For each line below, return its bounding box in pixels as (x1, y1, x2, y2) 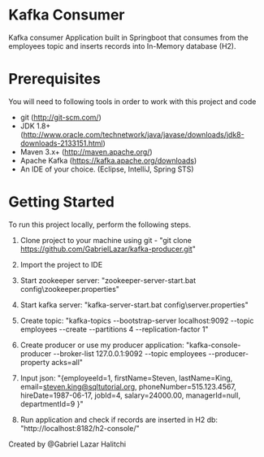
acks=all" (51, 357, 84, 367)
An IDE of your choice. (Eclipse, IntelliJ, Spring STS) (19, 164, 194, 174)
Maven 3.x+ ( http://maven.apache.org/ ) (19, 146, 153, 156)
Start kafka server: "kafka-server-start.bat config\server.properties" (19, 299, 249, 310)
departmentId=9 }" (19, 398, 84, 408)
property (19, 357, 50, 367)
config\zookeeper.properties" (19, 284, 120, 294)
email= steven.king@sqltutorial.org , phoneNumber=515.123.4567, (19, 381, 237, 391)
